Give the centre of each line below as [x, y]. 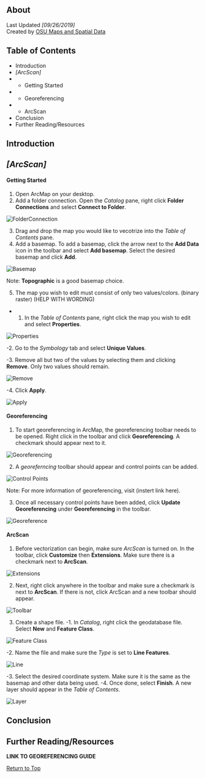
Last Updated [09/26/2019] [41, 25]
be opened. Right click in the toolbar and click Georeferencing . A [98, 436]
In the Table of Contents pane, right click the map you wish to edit [107, 317]
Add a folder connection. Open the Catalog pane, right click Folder [99, 200]
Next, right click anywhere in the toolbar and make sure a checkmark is [105, 586]
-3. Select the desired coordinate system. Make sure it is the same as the [99, 677]
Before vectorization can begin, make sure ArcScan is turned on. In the [105, 549]
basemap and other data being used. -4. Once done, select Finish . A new [99, 683]
